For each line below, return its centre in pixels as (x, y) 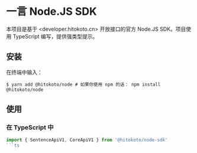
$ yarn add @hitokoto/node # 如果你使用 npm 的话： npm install (83, 84)
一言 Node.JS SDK (51, 12)
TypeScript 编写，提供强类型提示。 (55, 36)
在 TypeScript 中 (30, 128)
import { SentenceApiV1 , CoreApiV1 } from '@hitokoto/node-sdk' (87, 140)
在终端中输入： (24, 72)
